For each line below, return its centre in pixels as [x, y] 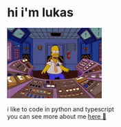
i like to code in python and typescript [61, 109]
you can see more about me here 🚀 [57, 116]
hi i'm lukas [41, 13]
